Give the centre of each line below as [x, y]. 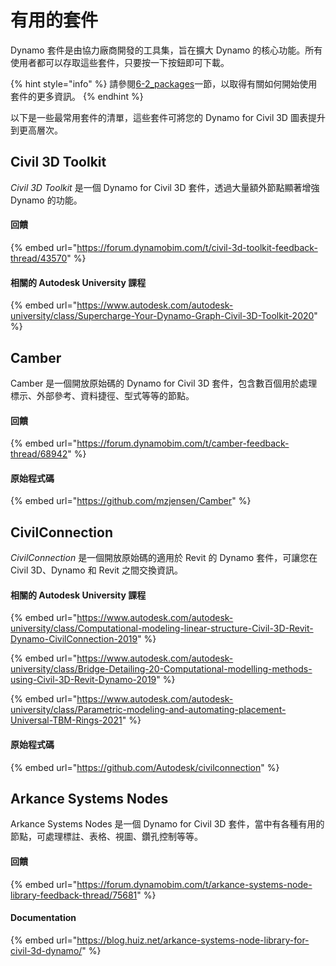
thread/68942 [39, 454]
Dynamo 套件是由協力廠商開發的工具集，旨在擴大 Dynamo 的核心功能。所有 [166, 50]
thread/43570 [39, 258]
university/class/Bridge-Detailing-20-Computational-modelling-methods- [161, 669]
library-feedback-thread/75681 [74, 895]
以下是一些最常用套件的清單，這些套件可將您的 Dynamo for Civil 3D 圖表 [159, 117]
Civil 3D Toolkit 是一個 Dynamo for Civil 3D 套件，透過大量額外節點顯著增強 [165, 187]
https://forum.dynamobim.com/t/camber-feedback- [183, 443]
